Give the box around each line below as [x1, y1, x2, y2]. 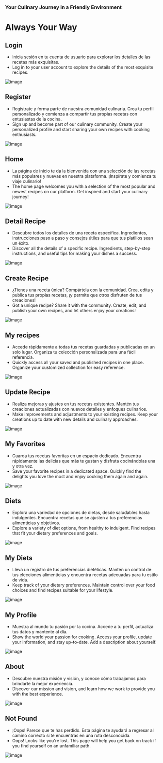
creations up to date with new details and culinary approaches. [12, 416, 138, 422]
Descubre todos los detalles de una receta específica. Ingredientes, [12, 230, 147, 236]
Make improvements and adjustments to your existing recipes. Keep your [12, 411, 158, 417]
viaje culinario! [12, 178, 41, 184]
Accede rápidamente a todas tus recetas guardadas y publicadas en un [12, 344, 155, 349]
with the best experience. [12, 691, 63, 697]
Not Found [5, 714, 37, 723]
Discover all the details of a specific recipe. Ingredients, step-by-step [12, 246, 150, 251]
